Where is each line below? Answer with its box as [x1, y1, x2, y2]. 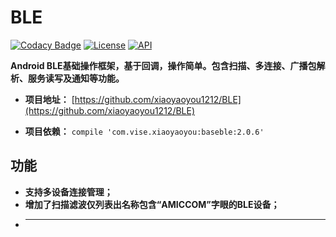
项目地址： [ [24, 93, 75, 105]
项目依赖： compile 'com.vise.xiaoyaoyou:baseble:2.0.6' [24, 125, 265, 137]
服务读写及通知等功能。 [27, 72, 125, 84]
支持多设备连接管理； [24, 186, 113, 198]
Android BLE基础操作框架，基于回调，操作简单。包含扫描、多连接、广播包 [10, 59, 317, 71]
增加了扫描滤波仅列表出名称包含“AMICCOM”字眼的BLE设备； [24, 198, 280, 210]
